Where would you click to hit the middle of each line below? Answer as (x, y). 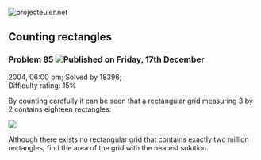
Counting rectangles (60, 37)
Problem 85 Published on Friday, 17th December (106, 59)
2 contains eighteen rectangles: (60, 109)
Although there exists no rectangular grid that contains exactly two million (129, 139)
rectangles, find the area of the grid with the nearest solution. (108, 147)
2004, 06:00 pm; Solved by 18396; (65, 77)
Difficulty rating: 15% (42, 85)
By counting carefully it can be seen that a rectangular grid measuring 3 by (131, 101)
